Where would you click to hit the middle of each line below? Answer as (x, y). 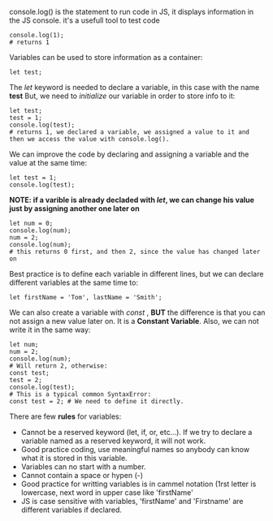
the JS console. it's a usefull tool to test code (85, 20)
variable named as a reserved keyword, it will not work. (113, 441)
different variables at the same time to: (74, 282)
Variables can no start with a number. (83, 467)
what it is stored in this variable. (74, 458)
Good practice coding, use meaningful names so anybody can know (135, 449)
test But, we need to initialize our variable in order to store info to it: (122, 96)
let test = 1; (33, 178)
